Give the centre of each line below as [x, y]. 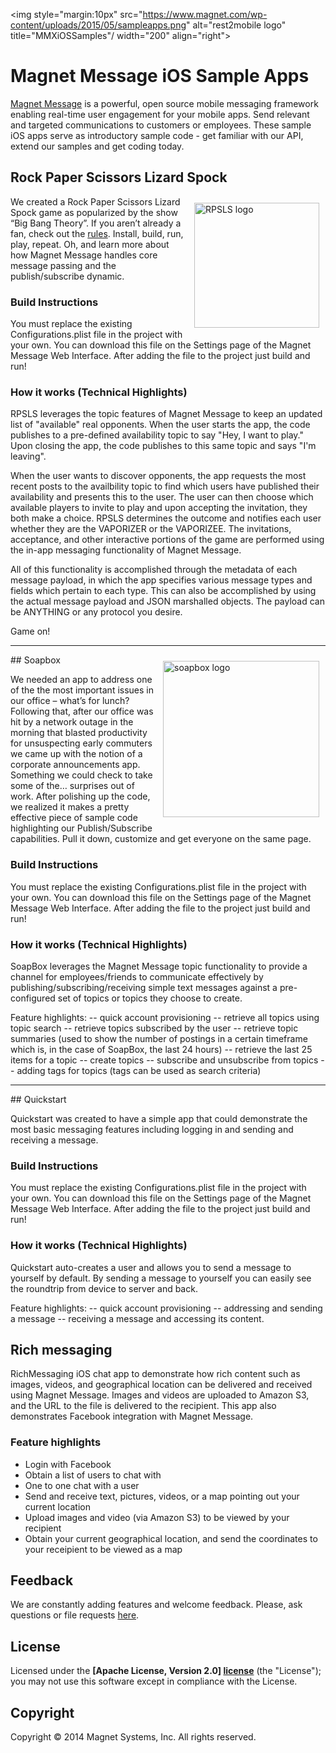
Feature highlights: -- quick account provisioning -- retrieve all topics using [165, 1017]
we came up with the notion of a [76, 754]
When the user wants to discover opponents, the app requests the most [158, 476]
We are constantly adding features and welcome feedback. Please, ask [156, 1605]
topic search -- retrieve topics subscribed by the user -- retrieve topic [154, 1028]
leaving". [28, 456]
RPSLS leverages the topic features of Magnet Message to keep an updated [166, 414]
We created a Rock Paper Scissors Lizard [95, 201]
